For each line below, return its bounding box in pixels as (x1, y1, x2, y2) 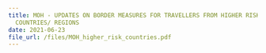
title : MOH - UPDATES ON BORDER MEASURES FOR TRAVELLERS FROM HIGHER (8, 11, 243, 19)
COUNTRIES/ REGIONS (15, 19, 80, 26)
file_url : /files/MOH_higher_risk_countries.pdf (8, 33, 172, 41)
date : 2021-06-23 (8, 26, 66, 34)
